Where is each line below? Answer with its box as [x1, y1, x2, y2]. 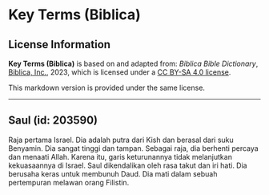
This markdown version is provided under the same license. [8, 83, 206, 92]
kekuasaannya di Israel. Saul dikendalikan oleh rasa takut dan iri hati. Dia [8, 160, 247, 170]
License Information [8, 38, 110, 51]
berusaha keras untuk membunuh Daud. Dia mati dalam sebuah [8, 169, 218, 178]
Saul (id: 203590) [8, 114, 98, 128]
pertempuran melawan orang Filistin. [8, 177, 130, 187]
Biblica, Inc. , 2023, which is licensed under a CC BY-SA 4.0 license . [8, 67, 231, 77]
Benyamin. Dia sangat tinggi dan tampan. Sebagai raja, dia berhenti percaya [8, 143, 259, 153]
